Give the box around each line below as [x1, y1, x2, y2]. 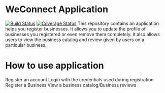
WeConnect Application [5, 4, 108, 15]
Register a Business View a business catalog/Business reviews [5, 82, 137, 88]
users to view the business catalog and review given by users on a [5, 37, 145, 43]
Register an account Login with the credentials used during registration [5, 76, 154, 82]
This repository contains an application [78, 20, 159, 26]
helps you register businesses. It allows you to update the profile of [5, 25, 146, 32]
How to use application [5, 60, 104, 72]
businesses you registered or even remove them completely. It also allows [5, 31, 160, 37]
